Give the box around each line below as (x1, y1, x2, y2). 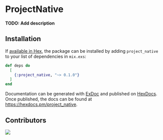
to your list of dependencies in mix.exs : (5, 53, 86, 59)
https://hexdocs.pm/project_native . (5, 101, 78, 107)
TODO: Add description (5, 20, 55, 26)
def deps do (5, 63, 30, 68)
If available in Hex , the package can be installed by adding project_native (5, 48, 158, 54)
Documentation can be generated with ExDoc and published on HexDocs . (5, 91, 157, 97)
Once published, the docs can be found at (5, 96, 92, 102)
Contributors (5, 116, 47, 124)
